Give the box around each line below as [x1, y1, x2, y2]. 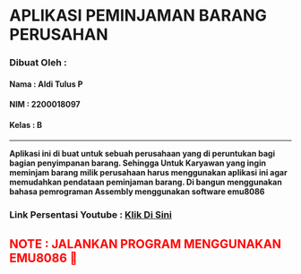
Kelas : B [9, 119, 43, 130]
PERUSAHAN [9, 24, 109, 45]
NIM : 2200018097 [9, 99, 81, 110]
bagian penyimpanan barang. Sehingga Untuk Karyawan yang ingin [9, 158, 267, 168]
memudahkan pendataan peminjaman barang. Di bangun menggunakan [9, 176, 282, 188]
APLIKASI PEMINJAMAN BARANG [9, 5, 267, 26]
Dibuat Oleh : [9, 56, 67, 69]
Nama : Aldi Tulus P [9, 78, 83, 90]
